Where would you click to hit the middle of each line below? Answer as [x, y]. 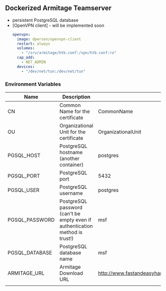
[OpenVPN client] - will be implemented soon [58, 25]
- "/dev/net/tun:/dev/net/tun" [54, 71]
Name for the [75, 111]
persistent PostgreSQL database [45, 20]
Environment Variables [33, 84]
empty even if [75, 220]
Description [76, 97]
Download [71, 273]
